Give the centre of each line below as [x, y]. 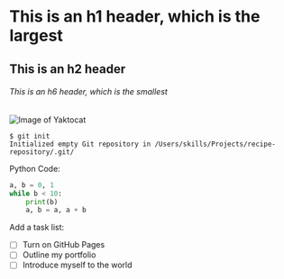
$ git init [30, 136]
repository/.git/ [42, 152]
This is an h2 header [68, 69]
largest [36, 36]
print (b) [42, 202]
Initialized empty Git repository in [80, 144]
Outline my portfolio [59, 255]
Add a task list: [37, 228]
